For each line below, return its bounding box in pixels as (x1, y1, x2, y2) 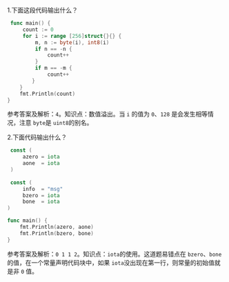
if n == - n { (34, 46, 72, 52)
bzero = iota (22, 192, 60, 199)
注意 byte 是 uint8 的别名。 (19, 119, 93, 127)
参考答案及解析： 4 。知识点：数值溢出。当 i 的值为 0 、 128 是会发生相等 (7, 110, 208, 119)
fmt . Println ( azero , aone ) (19, 223, 94, 230)
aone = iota (22, 160, 60, 167)
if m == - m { (34, 65, 72, 72)
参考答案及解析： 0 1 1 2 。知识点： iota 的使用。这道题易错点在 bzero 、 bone (7, 250, 222, 258)
